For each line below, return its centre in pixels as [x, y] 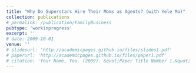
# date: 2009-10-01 [30, 39]
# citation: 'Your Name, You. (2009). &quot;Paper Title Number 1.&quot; [99, 61]
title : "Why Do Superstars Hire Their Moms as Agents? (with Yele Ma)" [96, 11]
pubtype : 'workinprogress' [39, 28]
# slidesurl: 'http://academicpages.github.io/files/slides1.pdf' [89, 50]
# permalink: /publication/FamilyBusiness [59, 22]
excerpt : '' [21, 34]
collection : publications [38, 17]
